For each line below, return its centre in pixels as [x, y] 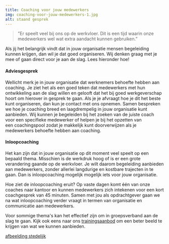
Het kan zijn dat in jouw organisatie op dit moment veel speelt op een [77, 153]
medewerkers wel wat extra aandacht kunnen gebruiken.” [77, 39]
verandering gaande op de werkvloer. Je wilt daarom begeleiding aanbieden [84, 164]
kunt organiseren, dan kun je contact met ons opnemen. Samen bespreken [83, 103]
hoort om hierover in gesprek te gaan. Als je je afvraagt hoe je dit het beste [83, 98]
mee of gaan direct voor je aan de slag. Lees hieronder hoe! [67, 59]
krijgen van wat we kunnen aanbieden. [45, 226]
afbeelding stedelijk [26, 236]
